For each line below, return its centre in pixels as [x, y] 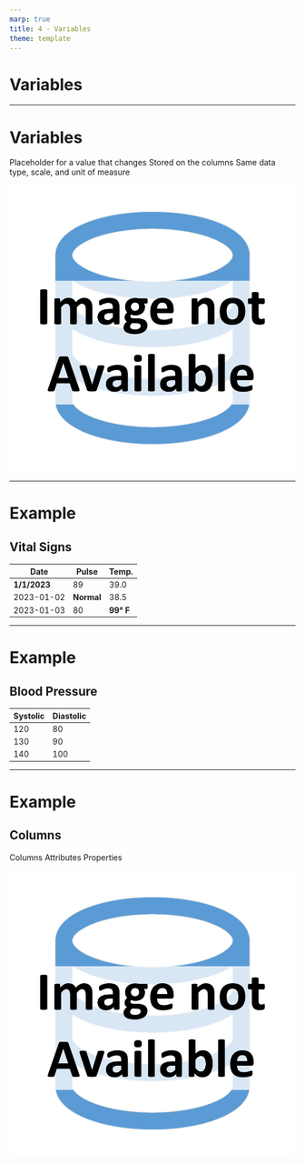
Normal [87, 597]
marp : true [30, 19]
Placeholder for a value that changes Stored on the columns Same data [143, 163]
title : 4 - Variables [50, 29]
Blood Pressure [54, 691]
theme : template [40, 38]
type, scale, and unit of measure [70, 172]
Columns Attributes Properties [66, 857]
